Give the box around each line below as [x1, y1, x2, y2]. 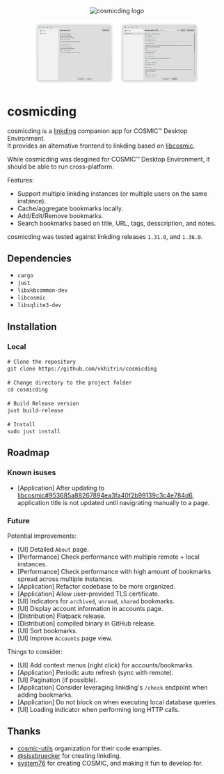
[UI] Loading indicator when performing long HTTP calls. [17, 706, 180, 714]
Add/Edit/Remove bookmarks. [17, 211, 104, 219]
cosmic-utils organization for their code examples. [17, 744, 162, 752]
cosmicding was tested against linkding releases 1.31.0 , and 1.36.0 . [7, 232, 203, 240]
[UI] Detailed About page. [17, 545, 89, 554]
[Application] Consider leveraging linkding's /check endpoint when [17, 683, 208, 692]
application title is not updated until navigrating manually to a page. [17, 498, 210, 506]
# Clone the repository [7, 359, 77, 366]
